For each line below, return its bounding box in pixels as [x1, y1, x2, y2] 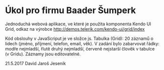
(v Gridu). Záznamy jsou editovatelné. [5, 51, 81, 57]
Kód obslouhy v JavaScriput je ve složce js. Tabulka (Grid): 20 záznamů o [5, 35, 154, 41]
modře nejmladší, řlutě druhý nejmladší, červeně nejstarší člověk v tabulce [5, 46, 155, 52]
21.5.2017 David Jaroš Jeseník [5, 60, 66, 66]
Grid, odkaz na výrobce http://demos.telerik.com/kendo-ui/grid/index [5, 26, 145, 32]
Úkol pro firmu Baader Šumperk [5, 5, 136, 16]
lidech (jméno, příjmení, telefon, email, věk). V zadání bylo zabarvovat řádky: [5, 40, 160, 46]
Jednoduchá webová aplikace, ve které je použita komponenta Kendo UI [5, 21, 151, 27]
